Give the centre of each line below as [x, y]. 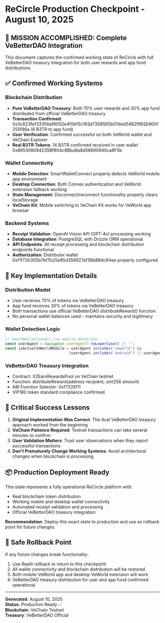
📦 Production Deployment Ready [57, 472]
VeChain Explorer [30, 140]
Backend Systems [27, 223]
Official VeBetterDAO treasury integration [54, 512]
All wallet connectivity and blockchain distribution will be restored [79, 569]
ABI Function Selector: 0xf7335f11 [46, 387]
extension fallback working [40, 189]
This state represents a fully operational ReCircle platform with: [69, 487]
